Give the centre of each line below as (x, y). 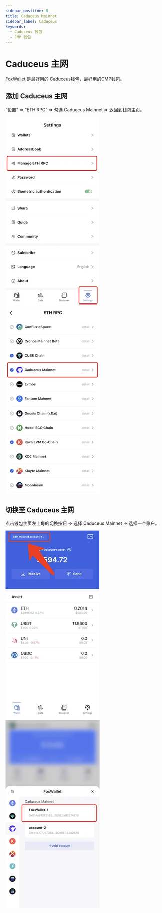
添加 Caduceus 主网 (36, 96)
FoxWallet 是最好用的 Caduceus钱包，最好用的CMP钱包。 (65, 79)
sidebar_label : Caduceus (31, 21)
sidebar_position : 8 (27, 11)
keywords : (16, 27)
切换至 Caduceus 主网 (40, 510)
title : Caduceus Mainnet (31, 16)
